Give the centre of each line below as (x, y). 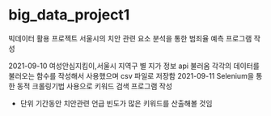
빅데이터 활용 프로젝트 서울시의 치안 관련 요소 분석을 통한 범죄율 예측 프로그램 (130, 38)
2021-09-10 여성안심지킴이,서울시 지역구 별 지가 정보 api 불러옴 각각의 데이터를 (134, 66)
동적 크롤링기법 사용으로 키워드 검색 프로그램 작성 (94, 86)
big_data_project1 (69, 15)
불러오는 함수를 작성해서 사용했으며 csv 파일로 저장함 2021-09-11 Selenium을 (131, 75)
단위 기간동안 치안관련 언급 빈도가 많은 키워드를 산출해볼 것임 (116, 103)
